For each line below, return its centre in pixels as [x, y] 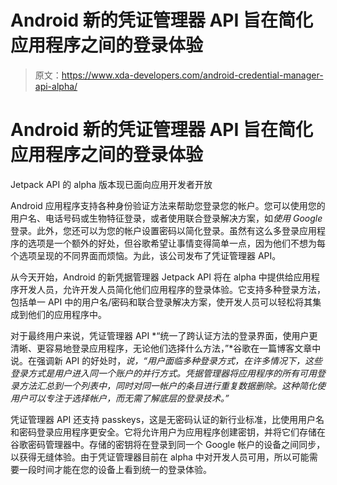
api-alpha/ [56, 86]
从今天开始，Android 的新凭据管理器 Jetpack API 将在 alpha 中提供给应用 [161, 277]
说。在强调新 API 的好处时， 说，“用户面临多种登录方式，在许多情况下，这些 [166, 360]
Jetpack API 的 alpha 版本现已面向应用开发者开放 [111, 184]
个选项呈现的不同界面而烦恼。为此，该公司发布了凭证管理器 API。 [146, 255]
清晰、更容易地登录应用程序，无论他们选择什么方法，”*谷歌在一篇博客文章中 [166, 348]
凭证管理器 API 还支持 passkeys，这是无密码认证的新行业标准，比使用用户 [163, 419]
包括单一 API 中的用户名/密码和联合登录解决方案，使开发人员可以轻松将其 [161, 302]
